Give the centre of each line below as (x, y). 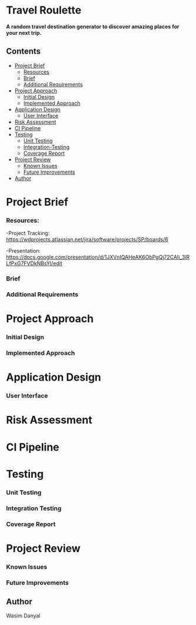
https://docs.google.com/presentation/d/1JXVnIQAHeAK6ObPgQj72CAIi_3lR (98, 257)
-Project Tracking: (28, 233)
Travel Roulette (44, 10)
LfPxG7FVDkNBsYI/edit (34, 263)
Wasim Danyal (23, 616)
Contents (23, 52)
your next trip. (24, 32)
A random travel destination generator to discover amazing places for (93, 27)
